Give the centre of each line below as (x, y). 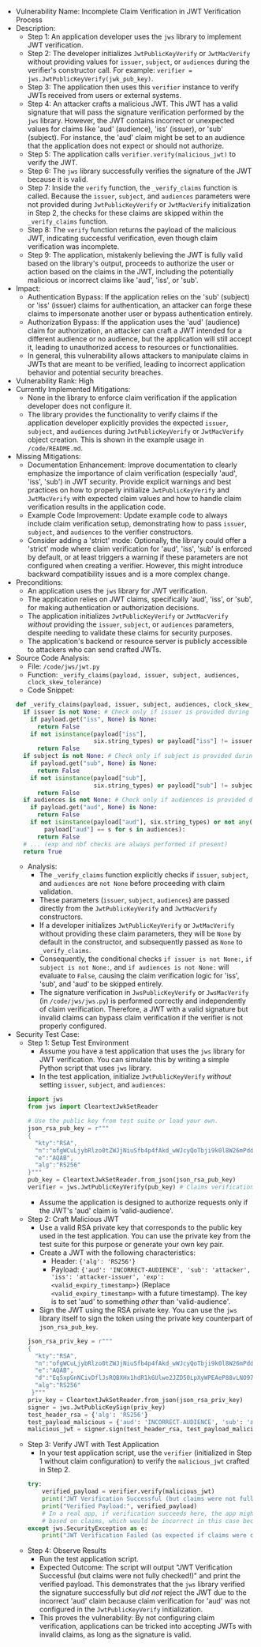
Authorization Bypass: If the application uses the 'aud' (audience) (134, 322)
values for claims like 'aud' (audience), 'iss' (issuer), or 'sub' (125, 129)
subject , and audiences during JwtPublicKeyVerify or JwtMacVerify (136, 431)
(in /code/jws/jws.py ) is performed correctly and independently (143, 1001)
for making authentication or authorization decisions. (113, 607)
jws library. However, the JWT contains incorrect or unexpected (131, 121)
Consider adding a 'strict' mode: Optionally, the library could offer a (137, 540)
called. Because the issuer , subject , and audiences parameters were (139, 196)
